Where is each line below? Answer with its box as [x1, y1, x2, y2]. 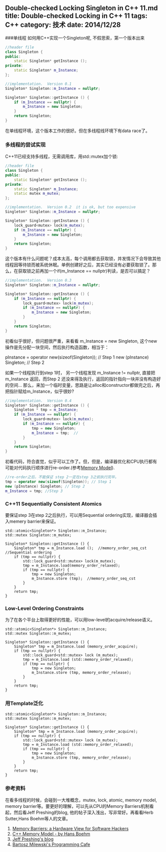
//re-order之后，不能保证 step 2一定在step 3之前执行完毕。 [5, 475, 119, 480]
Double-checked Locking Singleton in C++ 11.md [5, 4, 158, 12]
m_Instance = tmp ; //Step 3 [5, 489, 63, 494]
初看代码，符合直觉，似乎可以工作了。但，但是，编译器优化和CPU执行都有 [5, 459, 157, 465]
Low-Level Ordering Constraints [5, 605, 84, 612]
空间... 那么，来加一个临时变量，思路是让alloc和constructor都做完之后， [9, 382, 156, 388]
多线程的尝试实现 [5, 141, 46, 148]
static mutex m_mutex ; [14, 191, 61, 196]
